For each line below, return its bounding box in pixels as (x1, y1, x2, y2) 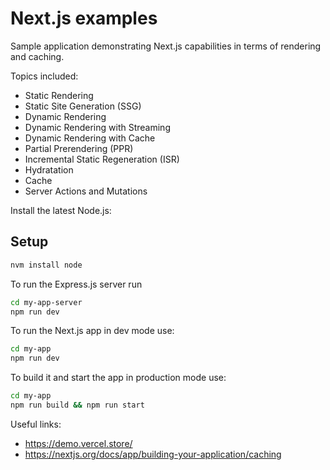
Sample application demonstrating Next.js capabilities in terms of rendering (10, 40, 322, 52)
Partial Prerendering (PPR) (24, 142, 134, 154)
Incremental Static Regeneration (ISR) (24, 153, 180, 165)
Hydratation (24, 163, 74, 176)
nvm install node (10, 260, 83, 270)
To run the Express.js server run (10, 278, 143, 290)
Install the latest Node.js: (10, 204, 112, 216)
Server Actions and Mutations (24, 185, 148, 197)
